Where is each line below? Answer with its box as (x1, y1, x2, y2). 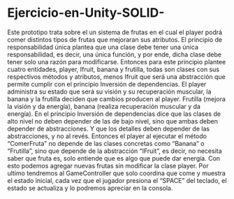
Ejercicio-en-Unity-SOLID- (7, 5, 165, 21)
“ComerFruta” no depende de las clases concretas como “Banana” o (7, 139, 205, 147)
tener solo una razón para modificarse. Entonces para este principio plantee (7, 57, 226, 66)
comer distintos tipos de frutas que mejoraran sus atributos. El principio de (7, 35, 223, 43)
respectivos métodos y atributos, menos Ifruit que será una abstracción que (7, 72, 226, 81)
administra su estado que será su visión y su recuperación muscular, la (7, 87, 212, 96)
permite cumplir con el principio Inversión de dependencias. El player (7, 80, 207, 88)
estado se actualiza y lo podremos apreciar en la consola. (7, 184, 173, 192)
